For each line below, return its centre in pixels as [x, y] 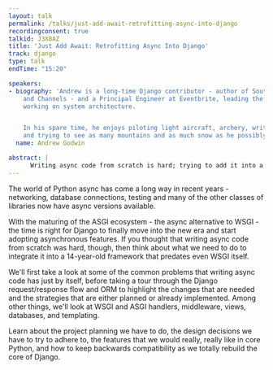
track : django [32, 54]
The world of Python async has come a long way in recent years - [119, 189]
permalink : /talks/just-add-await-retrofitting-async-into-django [123, 24]
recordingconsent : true [49, 31]
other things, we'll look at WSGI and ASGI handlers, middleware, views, [127, 307]
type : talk [27, 62]
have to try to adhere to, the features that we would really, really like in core [135, 339]
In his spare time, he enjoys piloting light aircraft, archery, [136, 128]
